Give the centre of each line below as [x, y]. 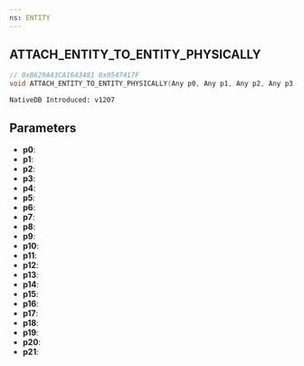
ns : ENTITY [30, 18]
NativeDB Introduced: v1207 [62, 101]
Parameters [43, 128]
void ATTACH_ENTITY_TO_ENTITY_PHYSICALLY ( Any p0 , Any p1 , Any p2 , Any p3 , [153, 84]
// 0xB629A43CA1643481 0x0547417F [75, 75]
